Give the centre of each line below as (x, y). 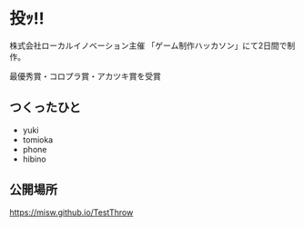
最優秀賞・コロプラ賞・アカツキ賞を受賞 (85, 76)
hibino (35, 159)
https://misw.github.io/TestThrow (71, 212)
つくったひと (46, 108)
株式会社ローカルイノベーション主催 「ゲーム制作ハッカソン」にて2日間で (148, 45)
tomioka (38, 139)
